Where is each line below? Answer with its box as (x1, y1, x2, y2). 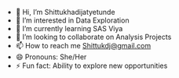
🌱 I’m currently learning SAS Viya (15, 24, 123, 33)
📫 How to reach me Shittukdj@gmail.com (15, 41, 152, 50)
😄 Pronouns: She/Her (15, 52, 87, 62)
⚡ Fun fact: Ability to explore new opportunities (15, 61, 168, 70)
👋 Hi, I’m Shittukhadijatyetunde (15, 8, 115, 16)
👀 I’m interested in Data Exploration (15, 16, 130, 25)
